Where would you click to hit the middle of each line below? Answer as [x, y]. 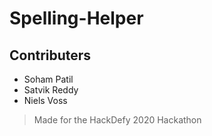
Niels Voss [45, 100]
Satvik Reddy [51, 90]
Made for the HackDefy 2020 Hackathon [117, 120]
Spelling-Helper [76, 18]
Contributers [50, 55]
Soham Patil [48, 79]
